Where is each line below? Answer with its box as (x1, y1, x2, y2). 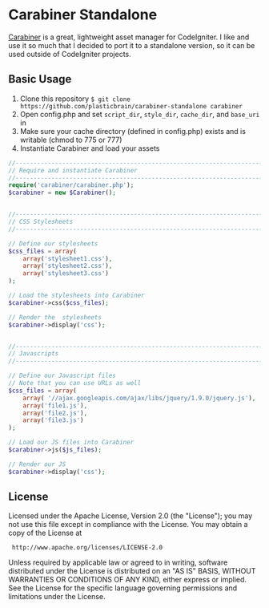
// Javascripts (8, 350, 59, 358)
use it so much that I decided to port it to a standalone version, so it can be (8, 40, 255, 50)
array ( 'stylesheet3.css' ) (22, 270, 110, 278)
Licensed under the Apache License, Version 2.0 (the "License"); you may (8, 511, 253, 521)
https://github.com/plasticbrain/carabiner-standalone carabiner (19, 102, 243, 110)
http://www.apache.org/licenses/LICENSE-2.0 (11, 544, 163, 552)
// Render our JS (8, 460, 66, 468)
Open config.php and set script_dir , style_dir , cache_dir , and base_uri (19, 109, 260, 119)
